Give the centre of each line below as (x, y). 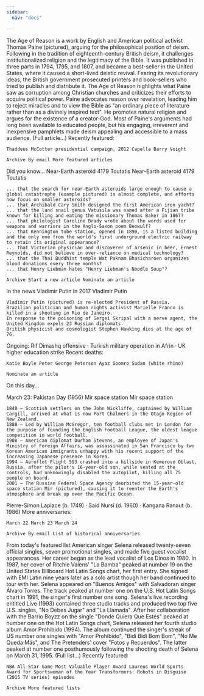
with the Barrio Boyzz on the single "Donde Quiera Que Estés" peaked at (97, 616)
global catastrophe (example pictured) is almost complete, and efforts (100, 194)
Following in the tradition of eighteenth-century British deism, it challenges (100, 53)
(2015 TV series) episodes (40, 677)
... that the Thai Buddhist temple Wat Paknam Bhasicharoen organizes (98, 258)
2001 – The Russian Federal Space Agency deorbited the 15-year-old (95, 483)
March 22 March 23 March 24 (42, 523)
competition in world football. (47, 435)
